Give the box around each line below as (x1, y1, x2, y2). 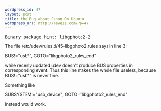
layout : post (5, 12, 32, 17)
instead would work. (5, 101, 46, 107)
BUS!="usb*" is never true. (5, 73, 60, 79)
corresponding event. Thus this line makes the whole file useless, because (5, 67, 156, 73)
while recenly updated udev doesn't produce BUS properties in (5, 62, 133, 68)
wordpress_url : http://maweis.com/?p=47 (5, 21, 89, 26)
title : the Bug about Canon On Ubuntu (5, 16, 84, 21)
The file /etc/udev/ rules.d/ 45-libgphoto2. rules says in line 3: (5, 44, 127, 49)
